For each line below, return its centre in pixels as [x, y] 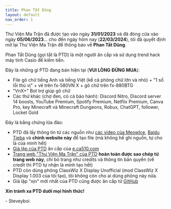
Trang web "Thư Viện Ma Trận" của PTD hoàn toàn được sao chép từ [86, 154]
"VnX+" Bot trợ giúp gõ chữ [41, 91]
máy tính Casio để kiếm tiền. [35, 60]
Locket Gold [25, 112]
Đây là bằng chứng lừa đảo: [34, 123]
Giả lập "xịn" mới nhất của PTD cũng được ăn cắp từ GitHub [76, 181]
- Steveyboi [17, 201]
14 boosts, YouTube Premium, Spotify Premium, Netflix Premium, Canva [88, 102]
